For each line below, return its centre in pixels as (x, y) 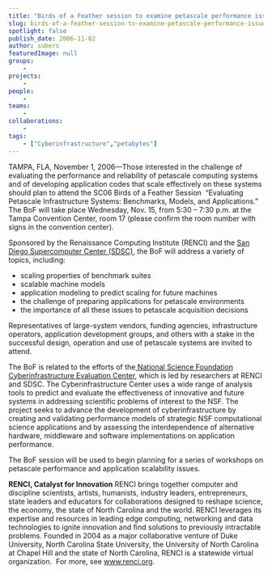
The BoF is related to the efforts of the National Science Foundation (121, 367)
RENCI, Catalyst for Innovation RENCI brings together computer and (123, 484)
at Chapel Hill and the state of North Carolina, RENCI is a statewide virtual (131, 553)
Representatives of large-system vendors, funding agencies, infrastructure (133, 325)
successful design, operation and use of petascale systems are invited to (130, 342)
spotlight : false (38, 31)
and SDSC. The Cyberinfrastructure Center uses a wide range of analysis (131, 384)
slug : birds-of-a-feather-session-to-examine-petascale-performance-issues (139, 23)
